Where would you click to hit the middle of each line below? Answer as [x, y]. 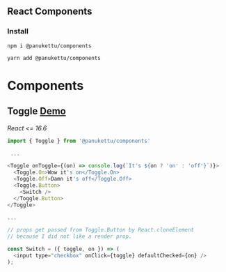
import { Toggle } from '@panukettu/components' [79, 141]
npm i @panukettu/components [49, 46]
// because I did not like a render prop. [70, 236]
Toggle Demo [37, 111]
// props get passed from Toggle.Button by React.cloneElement [101, 230]
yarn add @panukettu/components [54, 58]
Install [18, 31]
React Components [50, 12]
